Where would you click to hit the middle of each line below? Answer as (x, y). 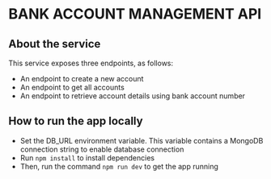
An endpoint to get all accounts (72, 87)
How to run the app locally (76, 121)
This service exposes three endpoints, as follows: (91, 63)
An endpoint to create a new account (82, 79)
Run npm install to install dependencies (87, 157)
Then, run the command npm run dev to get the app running (119, 166)
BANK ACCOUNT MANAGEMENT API (135, 14)
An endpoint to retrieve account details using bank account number (132, 96)
